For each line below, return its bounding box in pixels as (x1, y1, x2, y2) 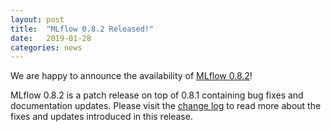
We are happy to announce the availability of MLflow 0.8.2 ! (10, 70, 253, 82)
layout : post (10, 14, 65, 25)
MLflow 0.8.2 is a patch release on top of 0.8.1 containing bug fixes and (10, 89, 304, 101)
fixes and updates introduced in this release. (10, 111, 193, 123)
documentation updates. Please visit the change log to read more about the (10, 100, 322, 112)
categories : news (10, 42, 83, 53)
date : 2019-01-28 (10, 33, 92, 43)
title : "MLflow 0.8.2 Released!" (10, 24, 155, 34)
